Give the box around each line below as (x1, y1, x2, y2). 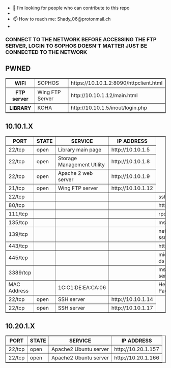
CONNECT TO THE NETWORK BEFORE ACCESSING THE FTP (5, 36, 157, 43)
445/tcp (8, 254, 28, 261)
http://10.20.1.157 (114, 346, 159, 353)
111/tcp (8, 210, 28, 217)
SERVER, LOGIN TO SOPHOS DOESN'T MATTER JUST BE (5, 42, 148, 49)
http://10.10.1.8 (111, 158, 150, 165)
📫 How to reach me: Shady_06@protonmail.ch (12, 16, 111, 22)
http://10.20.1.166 (114, 354, 159, 361)
